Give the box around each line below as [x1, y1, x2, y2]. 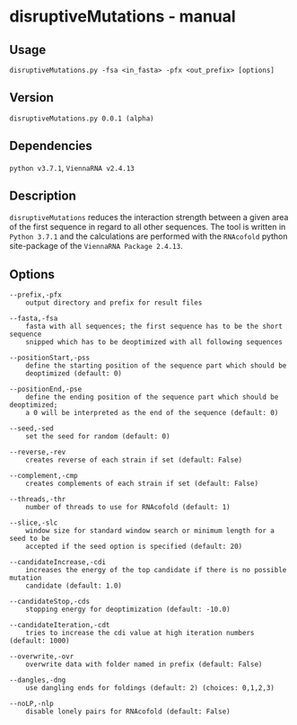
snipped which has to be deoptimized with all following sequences [25, 338, 283, 347]
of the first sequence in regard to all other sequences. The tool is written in [9, 222, 286, 233]
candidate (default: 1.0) [25, 581, 123, 590]
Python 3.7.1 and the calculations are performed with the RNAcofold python [9, 231, 289, 242]
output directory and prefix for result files [25, 298, 203, 307]
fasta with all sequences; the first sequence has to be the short [25, 322, 283, 332]
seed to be [9, 535, 50, 544]
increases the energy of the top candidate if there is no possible [25, 566, 287, 575]
